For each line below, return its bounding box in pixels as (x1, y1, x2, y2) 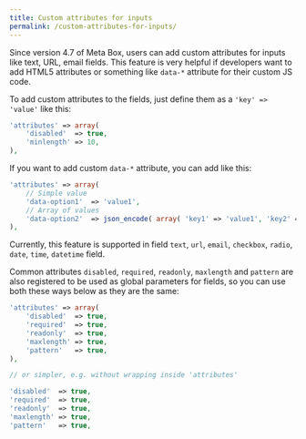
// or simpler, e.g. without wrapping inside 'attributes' (9, 371, 239, 380)
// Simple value (25, 189, 88, 198)
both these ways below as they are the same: (9, 286, 179, 297)
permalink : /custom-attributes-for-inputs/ (9, 22, 178, 31)
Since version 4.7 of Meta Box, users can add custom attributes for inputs (9, 46, 286, 57)
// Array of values (25, 206, 100, 215)
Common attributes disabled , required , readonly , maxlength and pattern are (9, 266, 294, 278)
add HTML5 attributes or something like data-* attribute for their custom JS (9, 66, 293, 77)
